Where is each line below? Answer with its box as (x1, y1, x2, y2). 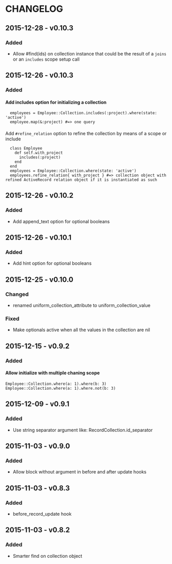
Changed (5, 290, 29, 298)
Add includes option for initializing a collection (5, 99, 107, 105)
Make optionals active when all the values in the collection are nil (12, 327, 150, 333)
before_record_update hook (12, 511, 72, 517)
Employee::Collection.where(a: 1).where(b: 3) (5, 381, 107, 386)
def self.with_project (14, 150, 63, 155)
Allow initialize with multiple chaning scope (5, 370, 100, 376)
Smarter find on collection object (12, 553, 83, 559)
